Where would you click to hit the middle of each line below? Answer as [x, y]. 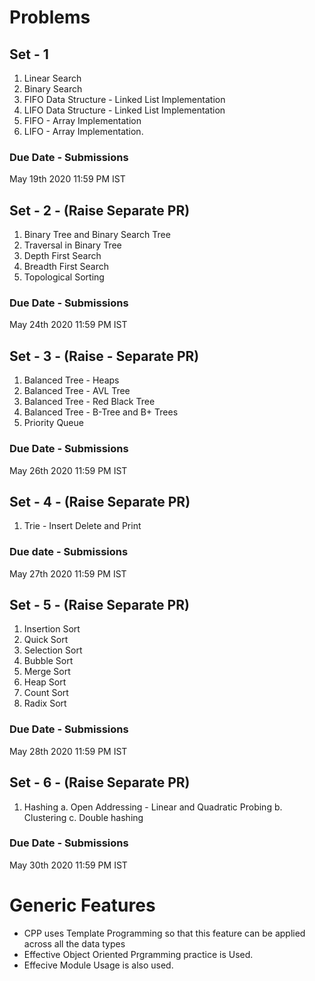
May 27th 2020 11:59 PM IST [68, 573]
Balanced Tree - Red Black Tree [89, 402]
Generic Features [82, 905]
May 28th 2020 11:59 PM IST [68, 751]
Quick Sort [46, 640]
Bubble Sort [48, 661]
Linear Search [52, 78]
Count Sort [46, 693]
